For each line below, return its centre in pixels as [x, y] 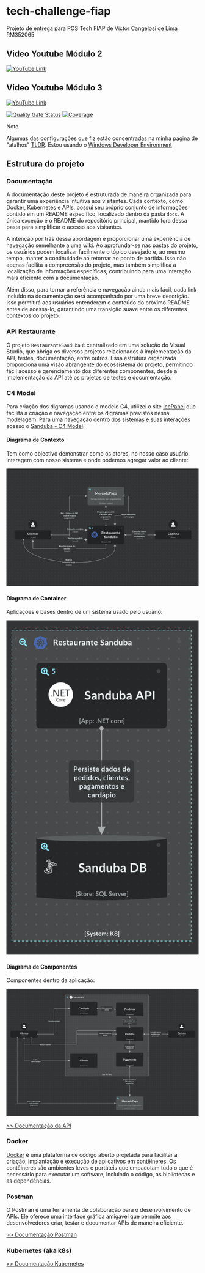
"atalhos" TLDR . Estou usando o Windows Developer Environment [89, 144]
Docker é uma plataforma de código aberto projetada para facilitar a [92, 1154]
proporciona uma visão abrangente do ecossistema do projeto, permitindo [100, 364]
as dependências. [29, 1181]
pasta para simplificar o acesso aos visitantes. [65, 227]
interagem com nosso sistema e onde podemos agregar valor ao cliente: [97, 460]
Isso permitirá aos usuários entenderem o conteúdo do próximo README [98, 303]
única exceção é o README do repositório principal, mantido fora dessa [97, 221]
